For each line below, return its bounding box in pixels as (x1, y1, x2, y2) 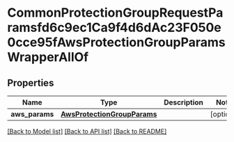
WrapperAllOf (7, 49, 89, 65)
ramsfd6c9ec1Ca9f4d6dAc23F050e (7, 19, 221, 35)
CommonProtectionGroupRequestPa (7, 5, 224, 21)
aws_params (10, 109, 54, 119)
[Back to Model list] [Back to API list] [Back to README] (7, 127, 167, 135)
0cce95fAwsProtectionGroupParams (7, 35, 226, 50)
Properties (7, 77, 54, 88)
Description (163, 97, 204, 107)
